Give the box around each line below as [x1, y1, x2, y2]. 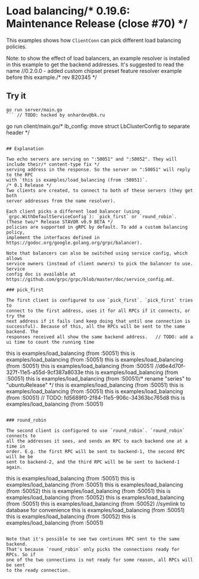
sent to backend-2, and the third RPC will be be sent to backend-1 [6, 459, 180, 465]
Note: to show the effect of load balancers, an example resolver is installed [6, 54, 190, 62]
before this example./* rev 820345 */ [6, 73, 97, 81]
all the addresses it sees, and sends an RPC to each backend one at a [6, 438, 188, 444]
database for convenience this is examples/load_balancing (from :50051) [6, 506, 185, 513]
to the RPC [6, 171, 33, 177]
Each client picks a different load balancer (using [6, 208, 140, 215]
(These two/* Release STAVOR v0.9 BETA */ [6, 219, 113, 225]
